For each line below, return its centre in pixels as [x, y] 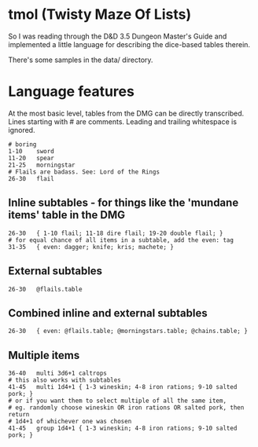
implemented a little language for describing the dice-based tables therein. [129, 44]
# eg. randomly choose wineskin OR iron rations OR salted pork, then [126, 408]
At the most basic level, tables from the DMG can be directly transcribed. [126, 113]
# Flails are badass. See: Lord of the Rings [84, 172]
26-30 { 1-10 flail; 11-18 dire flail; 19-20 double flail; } [116, 233]
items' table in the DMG [67, 215]
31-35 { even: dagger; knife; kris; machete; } [91, 247]
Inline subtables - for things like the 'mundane [123, 203]
